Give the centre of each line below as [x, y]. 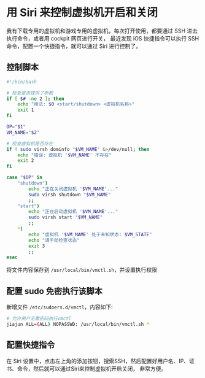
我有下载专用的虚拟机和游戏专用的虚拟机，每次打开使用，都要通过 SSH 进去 [102, 31]
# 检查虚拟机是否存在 [30, 144]
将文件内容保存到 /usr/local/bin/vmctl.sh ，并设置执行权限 [82, 270]
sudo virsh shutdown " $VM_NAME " [70, 195]
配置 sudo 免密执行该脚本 [54, 291]
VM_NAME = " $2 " [23, 133]
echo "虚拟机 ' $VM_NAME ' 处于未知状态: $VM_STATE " [90, 234]
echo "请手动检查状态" [54, 240]
